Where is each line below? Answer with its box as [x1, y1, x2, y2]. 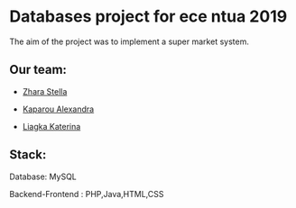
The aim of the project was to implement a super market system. [9, 36, 250, 47]
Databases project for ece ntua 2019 [9, 6, 288, 27]
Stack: [9, 147, 47, 163]
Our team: [9, 62, 68, 77]
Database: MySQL [9, 171, 77, 182]
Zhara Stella [22, 86, 68, 96]
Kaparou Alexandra [22, 104, 95, 114]
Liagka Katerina [22, 121, 81, 131]
